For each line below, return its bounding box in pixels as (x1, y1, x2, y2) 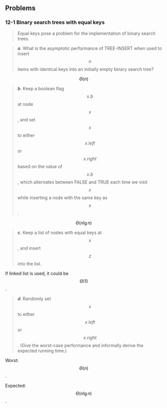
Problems (5, 4, 36, 12)
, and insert (17, 245, 41, 251)
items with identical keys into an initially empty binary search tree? (17, 66, 154, 72)
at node (17, 101, 33, 107)
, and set (17, 117, 36, 123)
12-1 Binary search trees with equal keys (5, 19, 105, 26)
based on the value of (17, 163, 62, 169)
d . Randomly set (17, 295, 51, 301)
